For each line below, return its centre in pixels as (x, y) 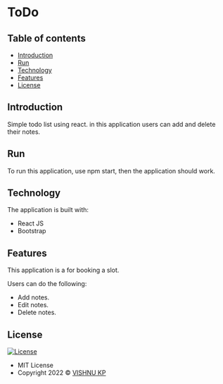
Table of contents (46, 38)
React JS (31, 223)
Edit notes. (33, 305)
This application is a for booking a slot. (63, 270)
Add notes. (33, 297)
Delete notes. (37, 312)
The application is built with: (48, 210)
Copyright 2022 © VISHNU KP (62, 373)
